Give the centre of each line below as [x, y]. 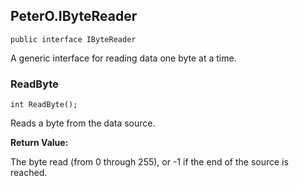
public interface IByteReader [73, 39]
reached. [29, 173]
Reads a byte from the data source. [83, 123]
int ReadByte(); [44, 105]
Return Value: [39, 143]
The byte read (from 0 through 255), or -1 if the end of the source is [149, 162]
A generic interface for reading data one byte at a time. [123, 58]
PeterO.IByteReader [74, 16]
